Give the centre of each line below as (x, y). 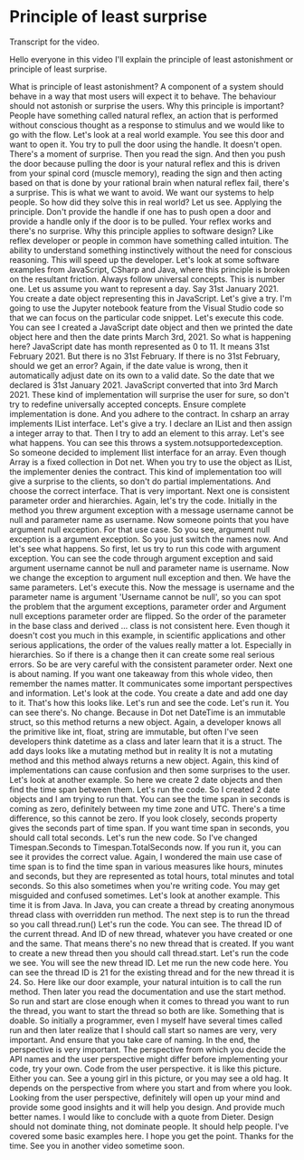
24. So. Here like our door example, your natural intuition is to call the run (146, 981)
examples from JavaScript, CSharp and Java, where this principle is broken (150, 269)
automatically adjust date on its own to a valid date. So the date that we (142, 375)
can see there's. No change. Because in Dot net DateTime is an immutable (147, 712)
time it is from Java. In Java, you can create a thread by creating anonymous (152, 904)
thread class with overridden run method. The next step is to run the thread (150, 914)
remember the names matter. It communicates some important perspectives (151, 683)
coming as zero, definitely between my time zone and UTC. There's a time (147, 808)
